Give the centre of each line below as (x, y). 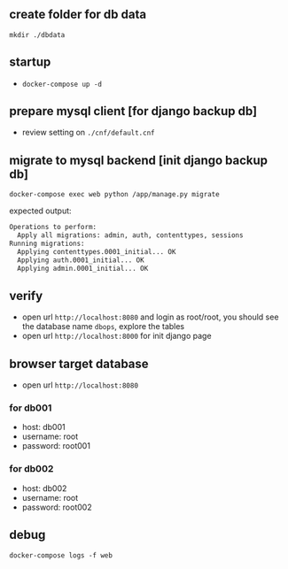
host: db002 (44, 488)
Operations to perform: (53, 227)
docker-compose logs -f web (61, 555)
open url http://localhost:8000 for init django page (117, 336)
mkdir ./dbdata (37, 35)
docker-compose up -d (62, 84)
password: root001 (56, 446)
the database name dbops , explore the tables (103, 327)
